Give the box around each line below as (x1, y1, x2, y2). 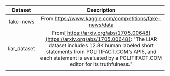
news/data (88, 21, 114, 28)
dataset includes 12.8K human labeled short (48, 42, 154, 49)
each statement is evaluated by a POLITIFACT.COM (40, 55, 162, 61)
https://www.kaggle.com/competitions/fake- (54, 15, 161, 22)
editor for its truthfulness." (70, 61, 133, 67)
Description (87, 7, 116, 13)
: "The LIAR (130, 36, 157, 42)
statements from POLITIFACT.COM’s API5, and (46, 48, 157, 55)
